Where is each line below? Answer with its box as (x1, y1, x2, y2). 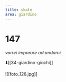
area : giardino (5, 12, 37, 17)
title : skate (5, 7, 32, 12)
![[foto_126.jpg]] (5, 71, 37, 77)
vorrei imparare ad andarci (5, 50, 61, 56)
